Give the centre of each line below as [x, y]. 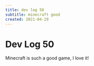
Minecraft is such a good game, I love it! [47, 58]
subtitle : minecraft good [33, 15]
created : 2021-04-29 [27, 19]
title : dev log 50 [25, 10]
